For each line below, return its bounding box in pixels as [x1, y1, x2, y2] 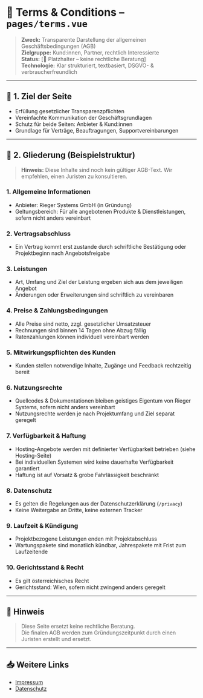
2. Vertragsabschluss [6, 229, 71, 238]
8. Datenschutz [6, 486, 53, 495]
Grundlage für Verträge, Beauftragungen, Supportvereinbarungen [14, 127, 179, 134]
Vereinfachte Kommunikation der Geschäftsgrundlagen [14, 114, 152, 121]
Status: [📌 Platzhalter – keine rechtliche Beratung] [21, 55, 146, 62]
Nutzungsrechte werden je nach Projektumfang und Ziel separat [14, 410, 175, 417]
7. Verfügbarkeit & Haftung [6, 432, 86, 440]
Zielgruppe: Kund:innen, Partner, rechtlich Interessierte [21, 48, 159, 56]
